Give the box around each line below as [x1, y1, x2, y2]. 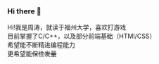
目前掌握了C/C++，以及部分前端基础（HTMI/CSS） [7, 32, 156, 41]
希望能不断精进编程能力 [7, 41, 75, 49]
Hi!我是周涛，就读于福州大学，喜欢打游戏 [7, 23, 127, 32]
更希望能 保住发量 [7, 49, 57, 58]
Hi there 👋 [7, 6, 42, 16]
